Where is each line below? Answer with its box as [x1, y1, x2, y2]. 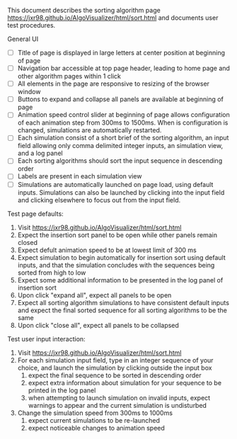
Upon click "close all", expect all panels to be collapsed [17, 321, 179, 329]
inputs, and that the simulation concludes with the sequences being [17, 261, 215, 269]
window [17, 88, 41, 96]
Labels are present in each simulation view [17, 172, 142, 181]
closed [17, 238, 37, 246]
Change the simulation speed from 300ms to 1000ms [17, 409, 173, 417]
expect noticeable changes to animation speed [28, 423, 165, 432]
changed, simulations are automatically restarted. [17, 126, 162, 135]
